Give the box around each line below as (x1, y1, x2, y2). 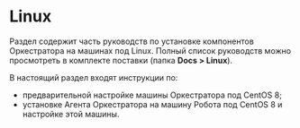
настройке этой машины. (22, 108, 120, 119)
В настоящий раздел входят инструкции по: (9, 72, 178, 82)
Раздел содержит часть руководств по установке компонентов (9, 36, 254, 47)
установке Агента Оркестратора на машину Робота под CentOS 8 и (22, 98, 283, 109)
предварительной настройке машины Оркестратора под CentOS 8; (22, 90, 282, 100)
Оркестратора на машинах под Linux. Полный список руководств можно (9, 45, 291, 55)
